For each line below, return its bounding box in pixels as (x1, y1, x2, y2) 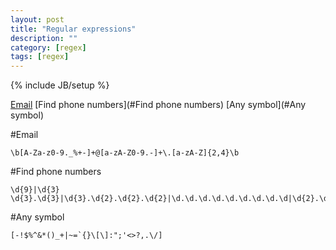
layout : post (10, 14, 65, 25)
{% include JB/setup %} (10, 79, 110, 91)
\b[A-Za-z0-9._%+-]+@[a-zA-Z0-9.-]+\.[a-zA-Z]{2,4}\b (10, 148, 240, 158)
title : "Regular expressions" (10, 24, 137, 34)
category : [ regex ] (10, 42, 87, 53)
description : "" (10, 33, 78, 43)
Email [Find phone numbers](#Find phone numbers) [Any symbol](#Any (10, 99, 307, 111)
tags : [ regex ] (10, 52, 70, 62)
